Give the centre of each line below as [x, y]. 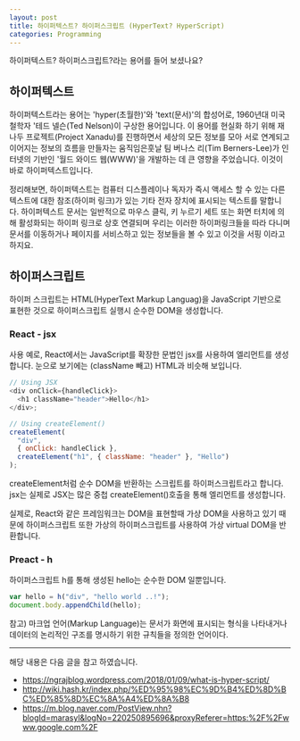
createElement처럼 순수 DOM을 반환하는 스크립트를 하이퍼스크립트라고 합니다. [146, 484]
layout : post [33, 17]
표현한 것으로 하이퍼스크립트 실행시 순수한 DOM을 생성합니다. [117, 310]
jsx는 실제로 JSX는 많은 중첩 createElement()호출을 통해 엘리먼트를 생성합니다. [147, 495]
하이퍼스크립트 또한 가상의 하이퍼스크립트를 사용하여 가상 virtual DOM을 [151, 525]
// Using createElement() [57, 424]
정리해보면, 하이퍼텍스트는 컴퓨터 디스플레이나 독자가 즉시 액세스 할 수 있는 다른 [147, 189]
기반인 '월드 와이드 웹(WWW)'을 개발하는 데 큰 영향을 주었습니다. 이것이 [158, 159]
